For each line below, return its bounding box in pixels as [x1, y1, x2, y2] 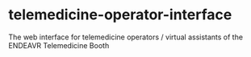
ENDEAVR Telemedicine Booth [8, 40, 110, 50]
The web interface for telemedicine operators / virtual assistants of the [8, 32, 244, 42]
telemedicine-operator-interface [8, 6, 232, 24]
